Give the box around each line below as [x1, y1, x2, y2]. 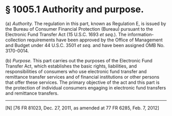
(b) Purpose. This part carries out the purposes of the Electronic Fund [5, 57, 153, 63]
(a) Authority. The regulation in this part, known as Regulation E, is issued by [5, 20, 166, 27]
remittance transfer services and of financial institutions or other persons [5, 74, 160, 80]
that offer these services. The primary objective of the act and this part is [5, 79, 160, 85]
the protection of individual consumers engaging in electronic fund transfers [5, 84, 166, 90]
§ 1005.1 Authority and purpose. [5, 4, 144, 15]
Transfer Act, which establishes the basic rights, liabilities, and [5, 63, 137, 69]
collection [5, 37, 26, 43]
